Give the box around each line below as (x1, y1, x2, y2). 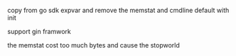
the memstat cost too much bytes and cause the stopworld (7, 41, 180, 49)
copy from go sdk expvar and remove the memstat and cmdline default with (7, 6, 230, 14)
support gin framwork (7, 28, 71, 35)
